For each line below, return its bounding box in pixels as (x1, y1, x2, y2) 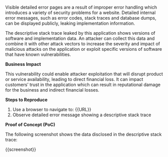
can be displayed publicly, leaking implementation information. (5, 20, 135, 26)
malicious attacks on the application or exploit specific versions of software (5, 46, 162, 52)
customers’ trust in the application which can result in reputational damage (5, 82, 160, 88)
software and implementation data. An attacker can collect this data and (5, 35, 155, 41)
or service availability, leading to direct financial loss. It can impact (5, 76, 144, 82)
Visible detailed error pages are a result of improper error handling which (5, 5, 157, 10)
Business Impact (5, 61, 41, 67)
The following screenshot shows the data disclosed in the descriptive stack (5, 131, 162, 137)
